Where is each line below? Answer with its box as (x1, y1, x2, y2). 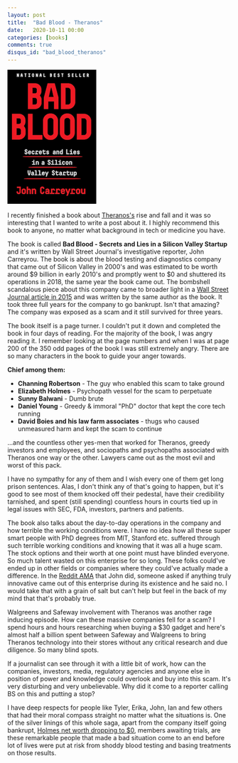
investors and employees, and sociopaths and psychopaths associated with (7, 446, 229, 454)
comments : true (7, 41, 53, 49)
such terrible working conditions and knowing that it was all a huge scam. (7, 541, 222, 550)
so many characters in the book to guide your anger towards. (7, 352, 186, 360)
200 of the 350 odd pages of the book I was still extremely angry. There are (7, 345, 229, 352)
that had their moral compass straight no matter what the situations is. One (7, 711, 226, 719)
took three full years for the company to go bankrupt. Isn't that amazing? (7, 301, 220, 308)
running (17, 409, 41, 418)
